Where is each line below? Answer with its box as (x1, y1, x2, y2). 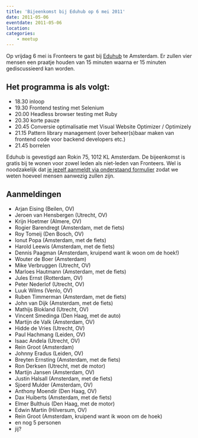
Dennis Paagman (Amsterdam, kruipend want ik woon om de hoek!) (14, 249, 180, 256)
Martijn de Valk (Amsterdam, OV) (14, 318, 95, 326)
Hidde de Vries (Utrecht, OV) (14, 324, 85, 331)
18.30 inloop (14, 98, 45, 105)
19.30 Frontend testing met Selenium (14, 104, 105, 111)
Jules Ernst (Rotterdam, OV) (14, 274, 83, 281)
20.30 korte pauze (14, 117, 60, 124)
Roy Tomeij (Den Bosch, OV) (14, 230, 84, 237)
